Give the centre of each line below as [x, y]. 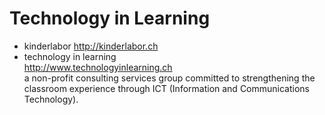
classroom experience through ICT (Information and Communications [166, 88]
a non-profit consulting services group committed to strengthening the [169, 78]
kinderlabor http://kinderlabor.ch [91, 46]
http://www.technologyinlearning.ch [98, 67]
